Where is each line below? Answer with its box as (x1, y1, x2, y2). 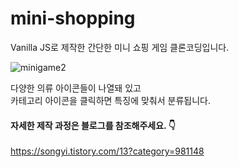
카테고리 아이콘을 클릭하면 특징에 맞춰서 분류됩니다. (10, 94, 211, 106)
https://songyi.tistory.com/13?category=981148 (10, 145, 205, 157)
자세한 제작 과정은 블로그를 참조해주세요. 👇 (10, 119, 176, 131)
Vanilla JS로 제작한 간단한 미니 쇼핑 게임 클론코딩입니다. (10, 41, 230, 53)
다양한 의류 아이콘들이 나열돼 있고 (10, 82, 142, 94)
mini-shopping (10, 7, 136, 30)
